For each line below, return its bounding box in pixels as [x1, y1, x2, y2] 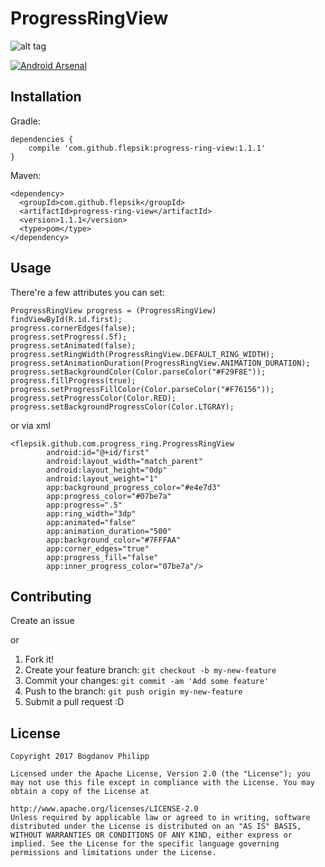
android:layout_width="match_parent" [46, 456, 203, 466]
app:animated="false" [46, 517, 137, 527]
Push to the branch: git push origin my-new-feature [24, 685, 243, 697]
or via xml [10, 419, 51, 431]
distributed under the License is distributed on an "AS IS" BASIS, [10, 822, 302, 832]
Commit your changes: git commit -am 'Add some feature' [24, 675, 270, 687]
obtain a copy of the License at [10, 787, 150, 797]
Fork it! [24, 653, 55, 666]
